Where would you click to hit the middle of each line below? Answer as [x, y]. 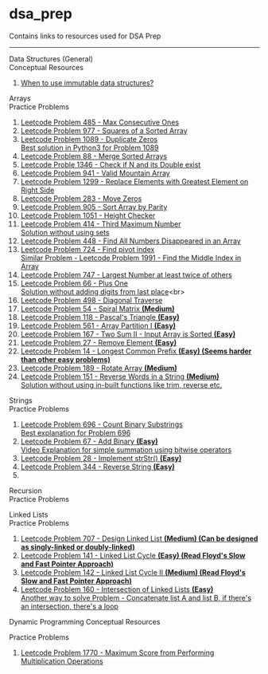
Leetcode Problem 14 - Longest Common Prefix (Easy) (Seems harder [136, 351]
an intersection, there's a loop [69, 606]
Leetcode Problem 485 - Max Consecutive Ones [100, 122]
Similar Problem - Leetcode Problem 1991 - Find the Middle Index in [131, 258]
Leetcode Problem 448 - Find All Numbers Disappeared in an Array [130, 241]
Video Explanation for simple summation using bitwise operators [126, 449]
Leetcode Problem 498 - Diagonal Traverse [91, 300]
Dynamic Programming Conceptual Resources [85, 621]
